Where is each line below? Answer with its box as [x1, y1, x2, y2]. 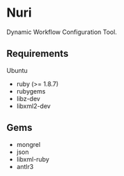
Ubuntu [6, 66, 28, 74]
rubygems [16, 87, 46, 95]
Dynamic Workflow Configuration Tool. [6, 28, 117, 36]
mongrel [16, 140, 41, 148]
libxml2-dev [16, 102, 51, 110]
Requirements [6, 48, 69, 60]
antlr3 [16, 162, 34, 170]
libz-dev [16, 94, 41, 103]
